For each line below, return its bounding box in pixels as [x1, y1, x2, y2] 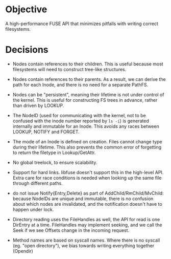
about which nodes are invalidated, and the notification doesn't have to [12, 201, 162, 207]
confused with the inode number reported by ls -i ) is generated [12, 118, 150, 124]
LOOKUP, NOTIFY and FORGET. [12, 128, 80, 135]
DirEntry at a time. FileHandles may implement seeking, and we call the [12, 222, 162, 228]
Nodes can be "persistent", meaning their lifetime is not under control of [12, 91, 164, 98]
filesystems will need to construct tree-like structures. [12, 66, 127, 72]
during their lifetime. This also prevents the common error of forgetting [12, 144, 162, 150]
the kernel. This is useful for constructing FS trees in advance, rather [12, 97, 158, 103]
